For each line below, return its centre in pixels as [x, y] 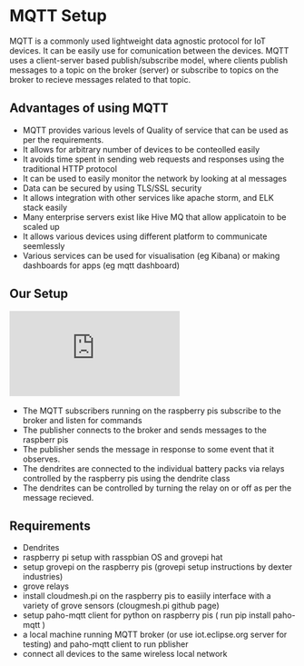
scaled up [41, 226]
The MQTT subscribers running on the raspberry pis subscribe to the [152, 411]
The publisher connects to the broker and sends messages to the [145, 430]
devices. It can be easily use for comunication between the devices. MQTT [149, 50]
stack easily [45, 207]
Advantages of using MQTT [89, 109]
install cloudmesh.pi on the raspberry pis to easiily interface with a [147, 596]
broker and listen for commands [82, 420]
